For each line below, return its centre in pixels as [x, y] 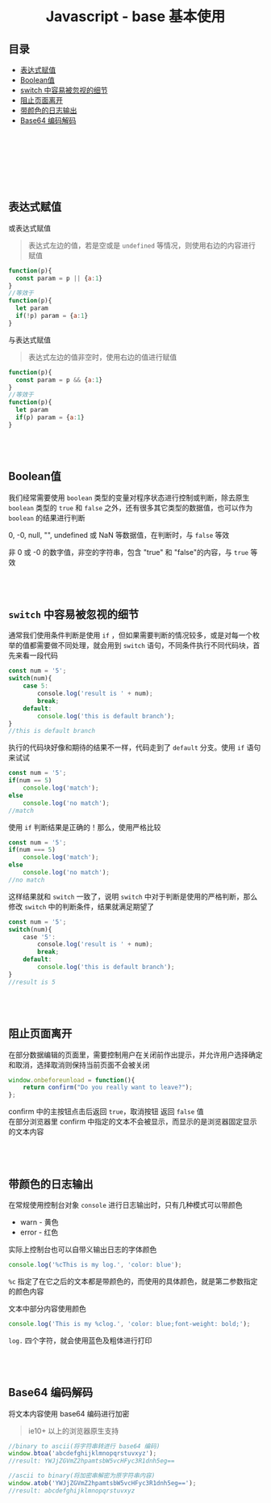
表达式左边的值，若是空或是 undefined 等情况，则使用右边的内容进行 [142, 245]
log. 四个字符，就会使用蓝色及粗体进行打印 [80, 1340]
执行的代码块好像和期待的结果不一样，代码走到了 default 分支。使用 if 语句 [135, 747]
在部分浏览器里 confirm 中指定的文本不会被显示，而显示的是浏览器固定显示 [133, 1122]
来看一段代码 [36, 655]
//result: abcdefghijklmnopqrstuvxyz [72, 1490]
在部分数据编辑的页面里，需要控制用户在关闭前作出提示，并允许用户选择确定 [135, 1054]
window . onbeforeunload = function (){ [72, 1080]
